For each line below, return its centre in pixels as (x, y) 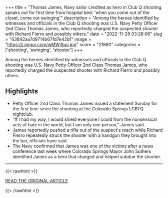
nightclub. (23, 114)
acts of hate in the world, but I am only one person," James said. (79, 124)
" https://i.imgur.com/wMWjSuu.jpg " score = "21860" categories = (73, 44)
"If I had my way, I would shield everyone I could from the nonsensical (84, 119)
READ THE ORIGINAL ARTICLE (37, 180)
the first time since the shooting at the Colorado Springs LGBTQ (78, 109)
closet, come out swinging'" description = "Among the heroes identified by (82, 18)
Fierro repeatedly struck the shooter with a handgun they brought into (84, 135)
